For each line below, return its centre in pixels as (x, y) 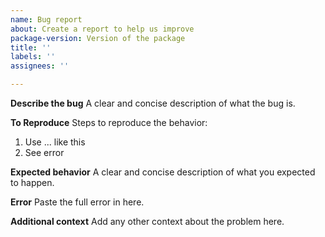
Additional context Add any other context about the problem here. (147, 221)
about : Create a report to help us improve (102, 29)
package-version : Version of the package (98, 38)
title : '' (31, 47)
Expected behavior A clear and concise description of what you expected (163, 172)
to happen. (32, 182)
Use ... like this (55, 142)
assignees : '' (40, 66)
